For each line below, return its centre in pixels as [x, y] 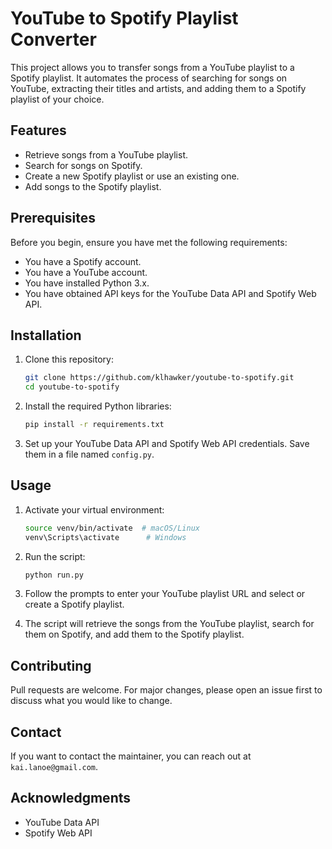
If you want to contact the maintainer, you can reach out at [131, 756]
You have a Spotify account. [83, 261]
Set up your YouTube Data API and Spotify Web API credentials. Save [167, 443]
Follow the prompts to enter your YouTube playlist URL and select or [165, 594]
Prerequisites [53, 218]
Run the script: [55, 556]
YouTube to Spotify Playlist [124, 18]
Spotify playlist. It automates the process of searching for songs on [149, 78]
